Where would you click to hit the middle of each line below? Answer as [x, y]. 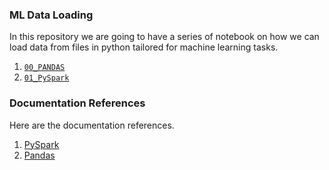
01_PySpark [46, 78]
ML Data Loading [51, 15]
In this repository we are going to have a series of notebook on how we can [164, 37]
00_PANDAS [44, 68]
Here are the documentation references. [92, 125]
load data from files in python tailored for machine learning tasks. [144, 47]
